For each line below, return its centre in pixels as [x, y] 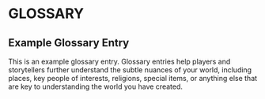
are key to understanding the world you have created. [96, 86]
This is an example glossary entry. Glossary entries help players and [119, 61]
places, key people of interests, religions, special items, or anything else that [133, 78]
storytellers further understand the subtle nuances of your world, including [130, 70]
